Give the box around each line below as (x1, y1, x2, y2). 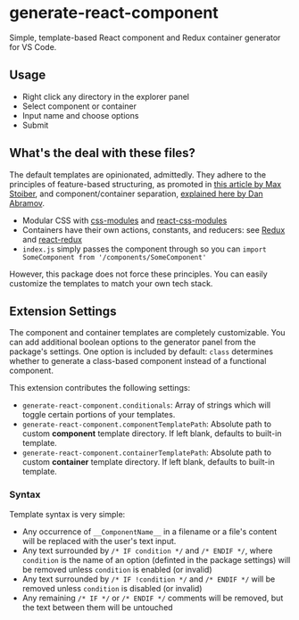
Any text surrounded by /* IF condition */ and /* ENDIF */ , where (21, 545, 273, 556)
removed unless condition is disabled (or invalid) (21, 583, 203, 593)
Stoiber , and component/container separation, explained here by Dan (9, 188, 263, 199)
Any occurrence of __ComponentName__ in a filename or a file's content (21, 525, 278, 537)
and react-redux (21, 234, 83, 244)
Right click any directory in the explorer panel (21, 91, 190, 102)
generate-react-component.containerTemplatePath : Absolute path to (21, 447, 272, 458)
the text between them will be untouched (21, 601, 173, 613)
